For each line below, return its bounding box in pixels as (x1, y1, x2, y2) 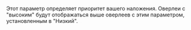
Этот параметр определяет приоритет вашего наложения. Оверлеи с (6, 5, 186, 12)
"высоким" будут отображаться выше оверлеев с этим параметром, (6, 11, 185, 18)
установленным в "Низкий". (6, 18, 78, 24)
